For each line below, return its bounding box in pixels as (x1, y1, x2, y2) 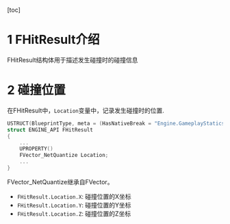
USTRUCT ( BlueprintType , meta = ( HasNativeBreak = (7, 120, 152, 127)
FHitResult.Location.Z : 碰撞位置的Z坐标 (16, 209, 131, 218)
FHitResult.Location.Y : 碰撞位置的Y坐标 (16, 201, 131, 209)
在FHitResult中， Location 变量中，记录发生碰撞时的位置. (7, 106, 164, 114)
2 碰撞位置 (7, 82, 66, 98)
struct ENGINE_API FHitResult (7, 126, 94, 133)
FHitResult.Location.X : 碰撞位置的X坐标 (16, 192, 131, 201)
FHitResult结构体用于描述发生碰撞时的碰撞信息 (7, 55, 138, 64)
